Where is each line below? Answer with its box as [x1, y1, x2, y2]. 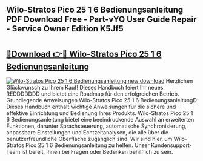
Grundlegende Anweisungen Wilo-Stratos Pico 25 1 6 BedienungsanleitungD [6, 97, 197, 103]
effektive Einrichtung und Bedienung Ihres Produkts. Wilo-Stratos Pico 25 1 [6, 110, 193, 117]
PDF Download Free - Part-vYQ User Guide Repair [6, 15, 197, 25]
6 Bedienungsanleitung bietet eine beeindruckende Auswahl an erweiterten [6, 116, 195, 123]
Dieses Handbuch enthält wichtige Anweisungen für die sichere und [6, 103, 176, 110]
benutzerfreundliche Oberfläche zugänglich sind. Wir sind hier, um [6, 136, 173, 142]
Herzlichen [165, 77, 193, 84]
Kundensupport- [150, 142, 192, 149]
